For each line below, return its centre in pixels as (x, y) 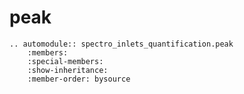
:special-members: (65, 61)
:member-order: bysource (79, 79)
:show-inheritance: (68, 70)
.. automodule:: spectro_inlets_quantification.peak (121, 44)
